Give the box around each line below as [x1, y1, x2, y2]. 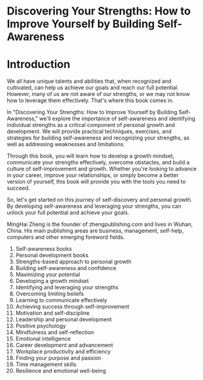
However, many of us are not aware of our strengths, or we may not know [7, 91, 190, 98]
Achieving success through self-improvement [15, 303, 129, 311]
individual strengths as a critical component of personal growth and [7, 121, 175, 129]
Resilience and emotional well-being [15, 367, 106, 375]
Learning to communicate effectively [15, 297, 108, 304]
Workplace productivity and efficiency [15, 348, 111, 355]
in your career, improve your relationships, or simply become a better [7, 172, 179, 179]
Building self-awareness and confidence [15, 265, 117, 272]
